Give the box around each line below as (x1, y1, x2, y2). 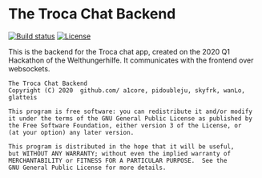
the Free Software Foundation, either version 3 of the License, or (8, 121, 242, 129)
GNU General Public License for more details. (8, 164, 167, 172)
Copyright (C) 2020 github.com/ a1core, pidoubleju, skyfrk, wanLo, (8, 86, 246, 95)
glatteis (8, 93, 38, 101)
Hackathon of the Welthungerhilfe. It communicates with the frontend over (8, 55, 254, 65)
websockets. (8, 63, 50, 73)
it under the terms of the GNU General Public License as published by (8, 114, 252, 123)
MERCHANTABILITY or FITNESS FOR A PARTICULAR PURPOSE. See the (8, 156, 228, 164)
